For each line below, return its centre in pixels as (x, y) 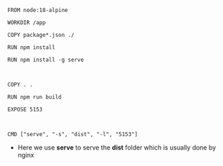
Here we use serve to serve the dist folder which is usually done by (117, 148)
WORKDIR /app (27, 23)
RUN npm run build (34, 97)
